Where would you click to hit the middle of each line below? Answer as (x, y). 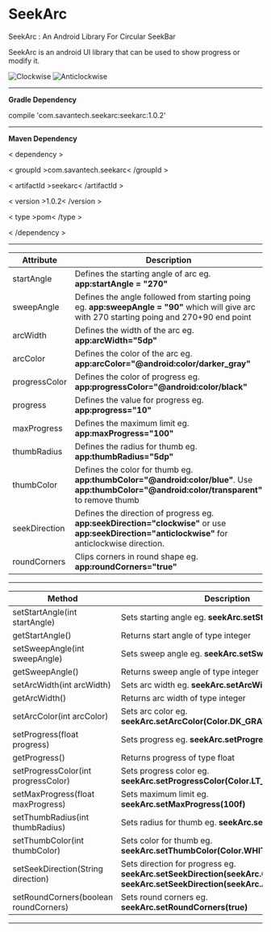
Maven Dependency (43, 138)
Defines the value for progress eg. (139, 399)
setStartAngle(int (45, 612)
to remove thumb (107, 500)
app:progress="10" (113, 410)
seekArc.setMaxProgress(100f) (183, 803)
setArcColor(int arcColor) (60, 716)
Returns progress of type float (178, 757)
